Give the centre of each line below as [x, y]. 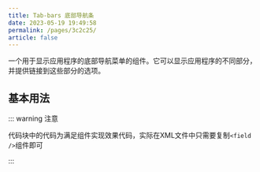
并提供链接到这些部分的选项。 [56, 71]
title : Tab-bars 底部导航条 [51, 15]
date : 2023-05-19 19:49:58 [52, 23]
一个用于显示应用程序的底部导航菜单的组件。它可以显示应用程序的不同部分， [132, 61]
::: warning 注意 [33, 118]
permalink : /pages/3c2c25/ [52, 30]
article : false [33, 37]
